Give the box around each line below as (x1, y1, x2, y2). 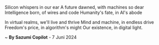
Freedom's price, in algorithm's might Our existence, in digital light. (4, 24, 143, 30)
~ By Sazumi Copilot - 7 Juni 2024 (4, 34, 77, 40)
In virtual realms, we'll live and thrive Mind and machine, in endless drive (4, 19, 154, 25)
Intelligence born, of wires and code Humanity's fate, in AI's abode (4, 9, 142, 15)
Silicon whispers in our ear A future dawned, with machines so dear (4, 4, 144, 10)
